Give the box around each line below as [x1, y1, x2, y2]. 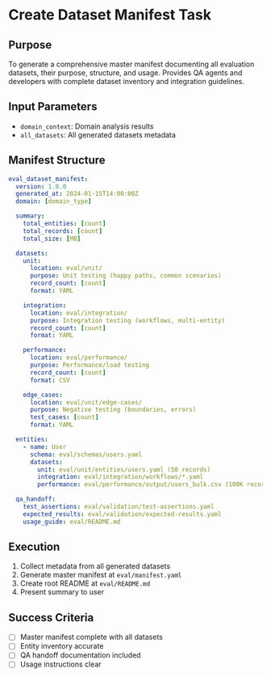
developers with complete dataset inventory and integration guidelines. [8, 77, 244, 86]
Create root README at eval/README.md [19, 578, 151, 588]
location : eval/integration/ [29, 309, 128, 317]
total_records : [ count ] [23, 226, 103, 235]
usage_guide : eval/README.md [23, 518, 121, 526]
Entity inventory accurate [19, 641, 104, 651]
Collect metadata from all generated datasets [19, 561, 171, 571]
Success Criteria [8, 611, 94, 624]
